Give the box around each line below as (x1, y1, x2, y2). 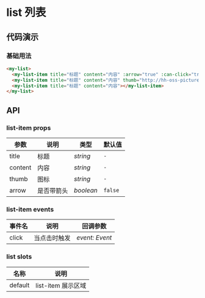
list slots (6, 252, 32, 261)
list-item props (6, 123, 51, 132)
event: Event (76, 233, 112, 242)
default (9, 281, 30, 289)
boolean (74, 186, 98, 194)
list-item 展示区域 (35, 281, 87, 289)
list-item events (6, 205, 54, 213)
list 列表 (6, 5, 46, 20)
